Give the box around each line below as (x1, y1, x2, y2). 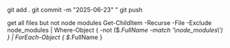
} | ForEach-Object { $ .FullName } (7, 33, 103, 41)
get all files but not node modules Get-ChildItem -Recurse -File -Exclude (7, 19, 212, 26)
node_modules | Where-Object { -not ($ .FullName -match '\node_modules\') (7, 26, 223, 34)
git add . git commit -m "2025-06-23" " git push (7, 6, 143, 14)
